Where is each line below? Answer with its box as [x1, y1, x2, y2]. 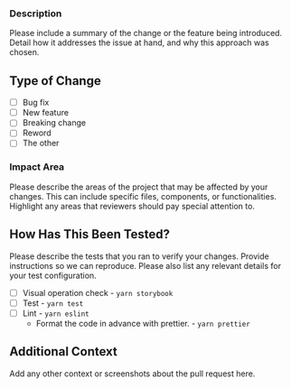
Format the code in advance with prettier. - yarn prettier [35, 318, 250, 328]
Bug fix [22, 97, 50, 108]
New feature [22, 107, 70, 118]
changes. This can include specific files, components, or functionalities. [9, 190, 277, 201]
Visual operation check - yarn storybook [22, 287, 174, 298]
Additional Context [9, 344, 117, 359]
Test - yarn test [22, 297, 84, 309]
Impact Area [9, 161, 65, 173]
